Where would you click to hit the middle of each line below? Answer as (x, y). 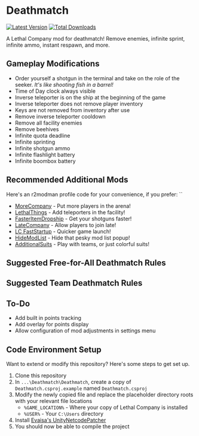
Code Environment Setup (54, 349)
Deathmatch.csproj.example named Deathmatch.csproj (81, 388)
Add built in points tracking (48, 318)
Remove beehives (37, 129)
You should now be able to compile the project (72, 426)
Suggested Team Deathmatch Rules (74, 283)
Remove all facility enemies (48, 123)
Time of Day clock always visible (55, 91)
